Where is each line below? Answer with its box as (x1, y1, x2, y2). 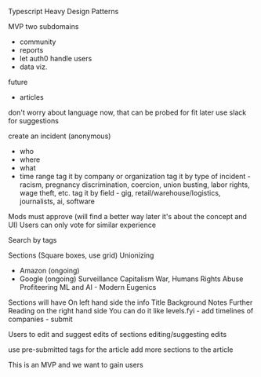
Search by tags (8, 236, 57, 244)
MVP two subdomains (8, 22, 79, 31)
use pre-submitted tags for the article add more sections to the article (8, 345, 234, 354)
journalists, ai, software (19, 196, 96, 206)
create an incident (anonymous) (8, 131, 111, 141)
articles (19, 93, 45, 101)
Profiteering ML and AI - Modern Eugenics (19, 283, 157, 291)
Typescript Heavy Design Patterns (8, 7, 119, 16)
